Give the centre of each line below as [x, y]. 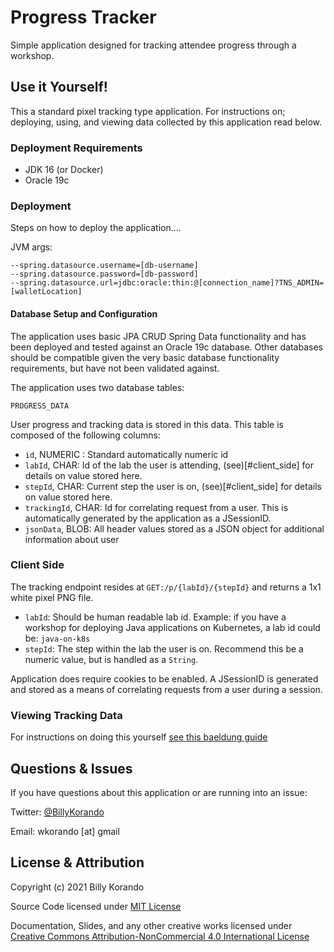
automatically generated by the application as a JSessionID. [148, 518]
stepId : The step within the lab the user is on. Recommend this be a [164, 648]
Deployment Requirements [76, 148]
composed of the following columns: [85, 435]
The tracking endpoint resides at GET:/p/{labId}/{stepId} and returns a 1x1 [166, 587]
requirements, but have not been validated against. [115, 368]
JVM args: [31, 247]
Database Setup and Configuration [84, 313]
